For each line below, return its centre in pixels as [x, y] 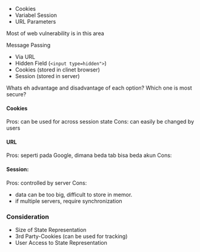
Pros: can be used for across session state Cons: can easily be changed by [100, 122]
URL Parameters [35, 22]
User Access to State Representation [61, 242]
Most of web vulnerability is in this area [55, 33]
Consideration [28, 216]
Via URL [25, 57]
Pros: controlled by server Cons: [47, 183]
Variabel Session [36, 15]
